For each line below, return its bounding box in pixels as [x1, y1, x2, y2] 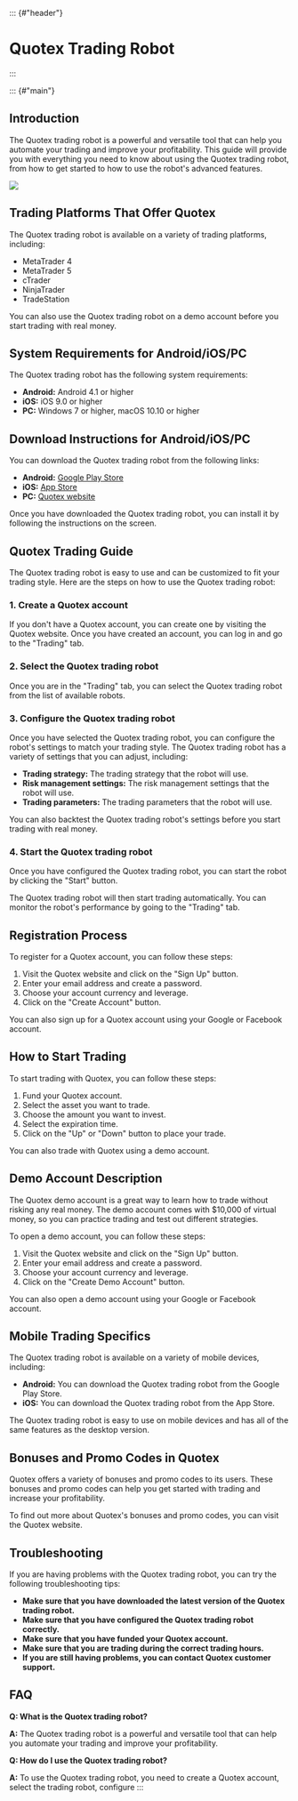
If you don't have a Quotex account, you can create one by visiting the [9, 619, 267, 630]
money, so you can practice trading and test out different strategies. [9, 1213, 259, 1224]
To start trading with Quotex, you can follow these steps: [9, 1073, 216, 1083]
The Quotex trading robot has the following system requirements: [9, 369, 248, 381]
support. [21, 1662, 56, 1673]
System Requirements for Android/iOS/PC [9, 346, 247, 361]
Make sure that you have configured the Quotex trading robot [21, 1614, 254, 1626]
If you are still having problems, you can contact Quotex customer [21, 1652, 271, 1663]
